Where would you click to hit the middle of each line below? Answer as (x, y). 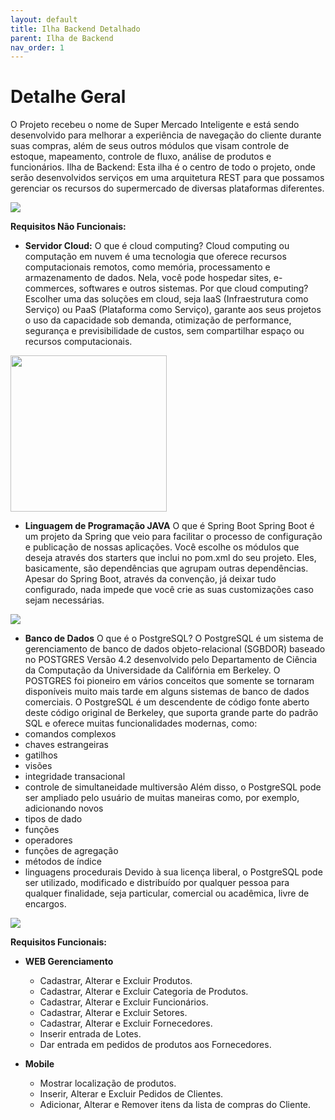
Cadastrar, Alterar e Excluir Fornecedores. (126, 1023)
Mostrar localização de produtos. (108, 1083)
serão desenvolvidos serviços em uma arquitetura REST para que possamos (167, 178)
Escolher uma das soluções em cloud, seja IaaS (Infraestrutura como (166, 299)
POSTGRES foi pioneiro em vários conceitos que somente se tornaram (169, 681)
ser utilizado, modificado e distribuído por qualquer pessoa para (157, 883)
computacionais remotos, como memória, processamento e (147, 267)
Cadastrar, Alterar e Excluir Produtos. (116, 981)
